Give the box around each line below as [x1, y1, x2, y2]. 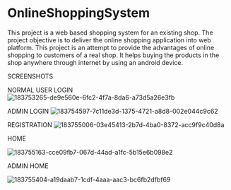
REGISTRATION [7, 120, 53, 129]
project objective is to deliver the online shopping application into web [7, 35, 212, 44]
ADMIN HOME [7, 161, 49, 170]
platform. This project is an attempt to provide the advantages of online [7, 43, 215, 52]
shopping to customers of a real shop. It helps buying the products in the [7, 51, 220, 59]
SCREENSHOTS [7, 72, 54, 81]
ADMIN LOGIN [7, 107, 49, 115]
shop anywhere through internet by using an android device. [7, 58, 184, 66]
